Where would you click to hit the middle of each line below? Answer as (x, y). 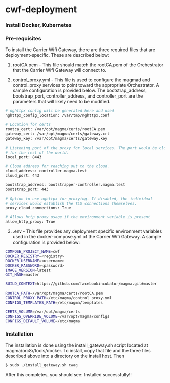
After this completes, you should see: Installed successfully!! (68, 374)
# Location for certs (28, 125)
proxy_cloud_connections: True (38, 208)
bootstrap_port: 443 (27, 189)
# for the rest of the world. (37, 153)
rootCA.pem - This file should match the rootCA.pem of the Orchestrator (88, 65)
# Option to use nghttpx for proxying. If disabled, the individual (79, 199)
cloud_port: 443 (22, 176)
